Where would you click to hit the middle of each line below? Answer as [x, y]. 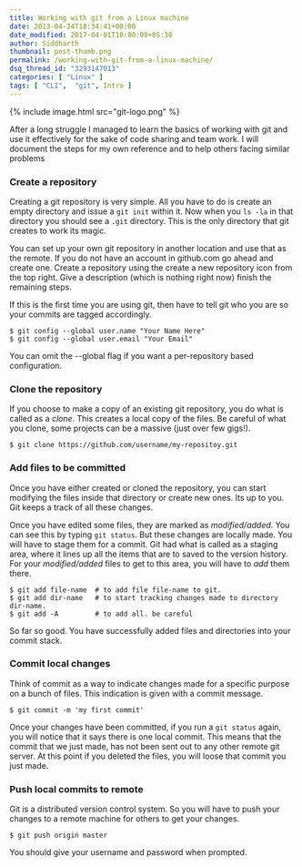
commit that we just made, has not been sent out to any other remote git [145, 746]
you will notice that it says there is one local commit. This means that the [146, 736]
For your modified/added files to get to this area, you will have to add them [150, 563]
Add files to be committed [67, 468]
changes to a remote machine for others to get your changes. [125, 819]
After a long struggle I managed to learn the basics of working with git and [149, 129]
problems [27, 158]
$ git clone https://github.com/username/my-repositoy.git [124, 445]
